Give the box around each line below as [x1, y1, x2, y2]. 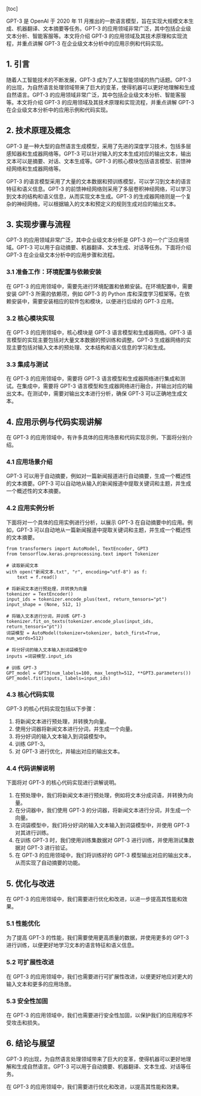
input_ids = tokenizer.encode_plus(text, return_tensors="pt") [6, 596, 167, 602]
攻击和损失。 [11, 1019, 43, 1026]
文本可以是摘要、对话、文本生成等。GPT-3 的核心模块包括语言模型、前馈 [6, 157, 187, 164]
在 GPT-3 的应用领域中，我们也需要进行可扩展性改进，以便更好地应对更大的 [6, 972, 193, 980]
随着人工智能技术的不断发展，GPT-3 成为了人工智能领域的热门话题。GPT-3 [6, 76, 191, 83]
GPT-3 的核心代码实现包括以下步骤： [6, 705, 98, 712]
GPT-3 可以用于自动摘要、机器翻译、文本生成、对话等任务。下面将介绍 [16, 244, 191, 251]
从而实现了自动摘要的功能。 [14, 859, 84, 866]
